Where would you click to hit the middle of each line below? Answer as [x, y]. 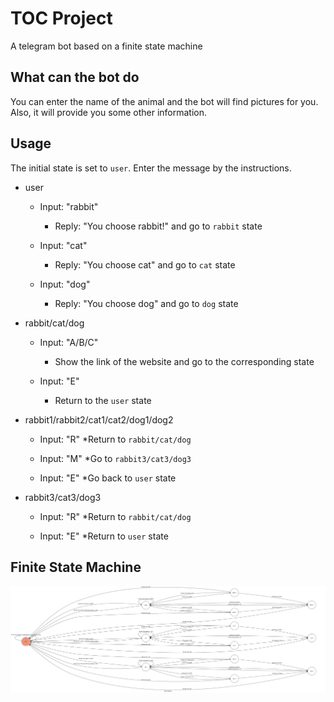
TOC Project [61, 18]
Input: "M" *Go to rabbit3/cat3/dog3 [115, 458]
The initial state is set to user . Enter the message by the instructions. [151, 168]
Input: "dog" [65, 284]
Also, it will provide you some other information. [109, 112]
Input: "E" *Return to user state [104, 536]
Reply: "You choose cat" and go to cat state [145, 264]
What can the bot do [75, 77]
